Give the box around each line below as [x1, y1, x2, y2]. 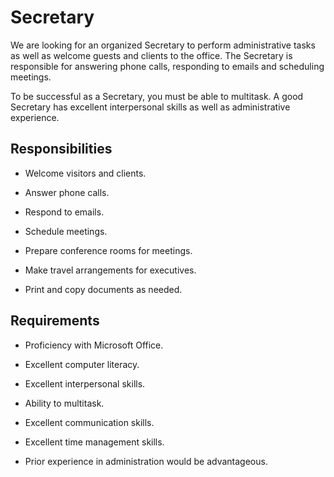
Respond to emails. [24, 206, 105, 218]
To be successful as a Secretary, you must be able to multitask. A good [10, 90, 304, 102]
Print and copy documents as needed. [24, 283, 183, 295]
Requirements [10, 312, 100, 330]
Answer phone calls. [24, 186, 110, 198]
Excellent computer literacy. [24, 358, 140, 370]
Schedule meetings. [24, 225, 108, 237]
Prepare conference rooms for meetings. [24, 244, 193, 256]
